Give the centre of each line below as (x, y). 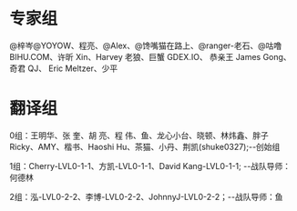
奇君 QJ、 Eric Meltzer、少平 (64, 68)
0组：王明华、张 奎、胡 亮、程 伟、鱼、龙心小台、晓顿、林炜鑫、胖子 (139, 135)
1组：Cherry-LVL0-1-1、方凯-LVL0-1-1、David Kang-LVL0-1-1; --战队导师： (150, 166)
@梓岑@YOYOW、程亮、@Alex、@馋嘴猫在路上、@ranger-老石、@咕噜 (146, 45)
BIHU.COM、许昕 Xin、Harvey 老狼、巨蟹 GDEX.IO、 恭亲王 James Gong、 (150, 56)
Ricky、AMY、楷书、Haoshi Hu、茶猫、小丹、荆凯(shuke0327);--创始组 (145, 146)
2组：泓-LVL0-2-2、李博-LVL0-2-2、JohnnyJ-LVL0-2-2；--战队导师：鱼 (146, 196)
